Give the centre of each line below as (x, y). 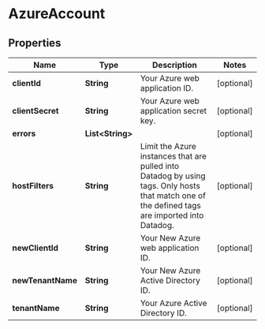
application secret (174, 111)
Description (175, 65)
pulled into (160, 166)
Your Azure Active (174, 303)
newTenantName (45, 280)
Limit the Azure (168, 146)
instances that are (173, 156)
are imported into (172, 215)
